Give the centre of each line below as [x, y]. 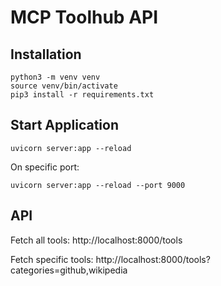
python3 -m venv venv [55, 77]
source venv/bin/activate [64, 86]
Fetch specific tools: [52, 259]
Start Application [64, 125]
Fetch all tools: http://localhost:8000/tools [96, 240]
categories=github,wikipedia [69, 270]
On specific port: [45, 167]
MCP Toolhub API [84, 17]
